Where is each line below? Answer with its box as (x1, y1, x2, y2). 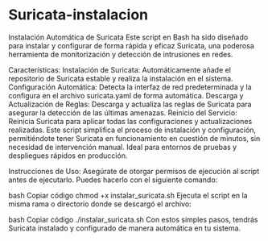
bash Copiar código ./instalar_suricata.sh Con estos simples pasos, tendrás (8, 214, 258, 224)
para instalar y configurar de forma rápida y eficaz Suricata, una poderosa (8, 40, 255, 50)
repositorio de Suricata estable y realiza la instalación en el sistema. (8, 73, 233, 83)
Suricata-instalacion (8, 6, 149, 24)
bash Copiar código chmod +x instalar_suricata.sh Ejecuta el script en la (8, 190, 248, 200)
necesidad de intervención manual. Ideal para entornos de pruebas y (8, 142, 237, 152)
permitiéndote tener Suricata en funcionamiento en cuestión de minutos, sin (8, 133, 261, 143)
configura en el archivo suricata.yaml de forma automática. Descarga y (8, 90, 244, 100)
